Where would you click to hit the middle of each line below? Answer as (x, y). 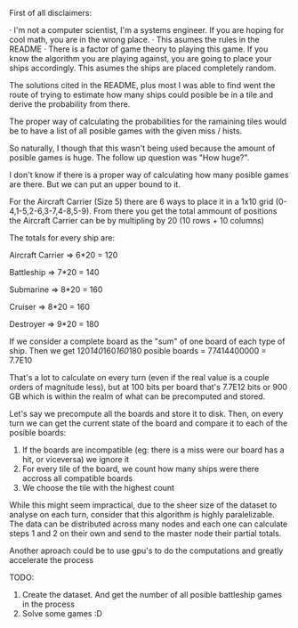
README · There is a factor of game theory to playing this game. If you (139, 49)
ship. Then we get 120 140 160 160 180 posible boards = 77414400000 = (138, 351)
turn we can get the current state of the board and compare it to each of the (149, 423)
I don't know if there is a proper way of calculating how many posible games (149, 175)
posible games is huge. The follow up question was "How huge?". (129, 158)
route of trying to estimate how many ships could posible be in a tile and (141, 94)
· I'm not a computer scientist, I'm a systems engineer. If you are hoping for (147, 30)
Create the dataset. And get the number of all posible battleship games (152, 595)
